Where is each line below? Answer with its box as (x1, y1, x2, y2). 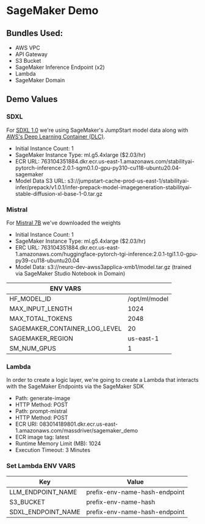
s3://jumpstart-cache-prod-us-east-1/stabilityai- (67, 177, 190, 184)
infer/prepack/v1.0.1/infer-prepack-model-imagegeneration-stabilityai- (15, 184, 192, 191)
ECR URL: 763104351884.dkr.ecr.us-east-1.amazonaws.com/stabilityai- (15, 157, 195, 165)
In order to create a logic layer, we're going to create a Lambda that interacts (6, 376, 199, 384)
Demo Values (6, 94, 58, 104)
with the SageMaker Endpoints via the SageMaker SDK (6, 382, 145, 390)
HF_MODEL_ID (9, 294, 52, 303)
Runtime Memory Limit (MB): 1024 (15, 440, 101, 447)
